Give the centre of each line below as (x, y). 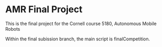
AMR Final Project (44, 9)
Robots (13, 29)
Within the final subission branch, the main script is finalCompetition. (78, 39)
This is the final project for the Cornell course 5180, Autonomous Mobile (81, 24)
